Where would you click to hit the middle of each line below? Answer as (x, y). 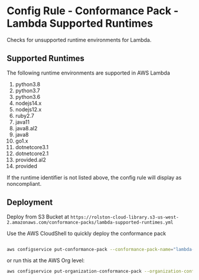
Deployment (30, 202)
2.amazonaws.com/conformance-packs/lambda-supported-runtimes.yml (90, 222)
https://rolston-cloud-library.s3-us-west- (125, 217)
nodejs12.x (28, 109)
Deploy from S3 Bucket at (38, 217)
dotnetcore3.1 (32, 147)
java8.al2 (26, 128)
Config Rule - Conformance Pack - (93, 11)
